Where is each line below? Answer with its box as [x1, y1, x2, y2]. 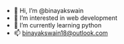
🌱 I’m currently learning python [13, 21, 102, 29]
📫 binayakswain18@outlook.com [13, 29, 108, 37]
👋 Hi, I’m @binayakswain [13, 7, 84, 14]
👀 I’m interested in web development [13, 14, 118, 22]
